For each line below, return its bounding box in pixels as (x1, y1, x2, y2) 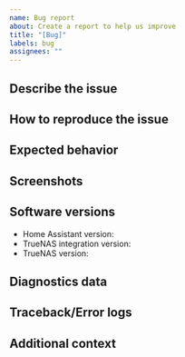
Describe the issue (9, 81, 118, 96)
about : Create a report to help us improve (9, 22, 177, 31)
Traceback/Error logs (9, 305, 132, 321)
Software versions (9, 204, 116, 220)
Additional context (9, 335, 116, 351)
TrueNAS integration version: (22, 238, 131, 249)
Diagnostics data (9, 273, 107, 289)
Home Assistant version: (22, 228, 114, 239)
